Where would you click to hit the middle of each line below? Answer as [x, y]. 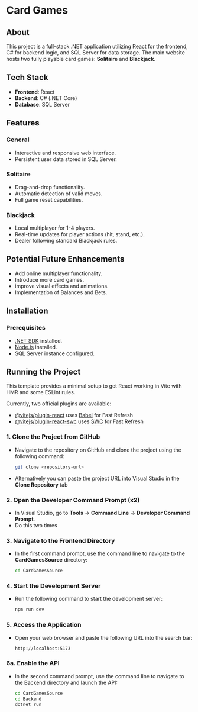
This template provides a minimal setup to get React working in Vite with [94, 386]
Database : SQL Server [42, 104]
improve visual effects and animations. [61, 286]
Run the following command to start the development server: [89, 599]
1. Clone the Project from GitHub [53, 437]
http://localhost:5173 [43, 649]
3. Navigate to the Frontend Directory [61, 540]
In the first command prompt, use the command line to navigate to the [100, 553]
